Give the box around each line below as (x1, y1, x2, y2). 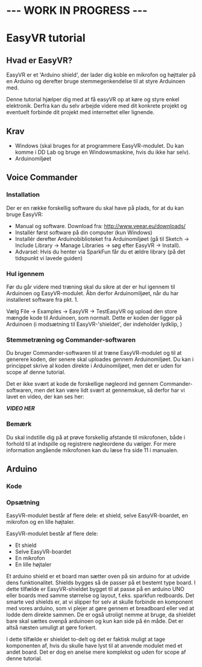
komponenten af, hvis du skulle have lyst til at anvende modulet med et (6, 642, 183, 649)
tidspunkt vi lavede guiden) (14, 254, 83, 261)
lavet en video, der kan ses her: (6, 393, 84, 400)
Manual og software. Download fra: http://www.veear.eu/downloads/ (14, 222, 186, 229)
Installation (6, 191, 40, 199)
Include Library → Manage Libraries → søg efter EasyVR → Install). (14, 241, 181, 249)
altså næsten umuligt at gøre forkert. (6, 624, 97, 631)
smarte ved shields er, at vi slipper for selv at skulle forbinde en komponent (6, 598, 194, 605)
